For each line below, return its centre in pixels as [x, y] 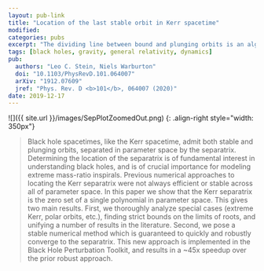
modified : [24, 30]
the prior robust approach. [70, 258]
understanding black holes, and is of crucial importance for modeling [139, 167]
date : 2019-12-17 [37, 96]
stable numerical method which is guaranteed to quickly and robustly [139, 233]
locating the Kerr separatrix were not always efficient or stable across [140, 183]
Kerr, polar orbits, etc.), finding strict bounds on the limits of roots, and [141, 217]
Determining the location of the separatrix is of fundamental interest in [141, 159]
